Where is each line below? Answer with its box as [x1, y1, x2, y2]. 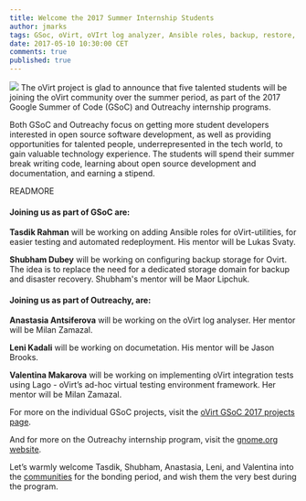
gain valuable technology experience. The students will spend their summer [9, 148, 295, 159]
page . [9, 417, 32, 428]
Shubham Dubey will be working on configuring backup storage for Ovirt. [9, 254, 288, 265]
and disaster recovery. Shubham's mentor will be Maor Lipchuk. [9, 273, 250, 284]
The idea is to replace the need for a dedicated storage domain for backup [9, 264, 290, 275]
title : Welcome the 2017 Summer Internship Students [9, 13, 215, 23]
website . [9, 444, 42, 455]
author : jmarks [9, 22, 68, 31]
